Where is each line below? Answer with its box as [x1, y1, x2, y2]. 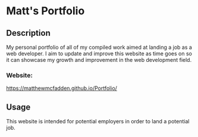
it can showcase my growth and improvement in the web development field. [6, 57, 192, 63]
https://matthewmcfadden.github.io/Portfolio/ [6, 85, 118, 92]
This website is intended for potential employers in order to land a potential [6, 118, 190, 125]
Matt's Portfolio [6, 4, 85, 18]
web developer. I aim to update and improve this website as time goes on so [6, 50, 192, 57]
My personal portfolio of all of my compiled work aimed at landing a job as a [6, 43, 192, 51]
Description [6, 28, 51, 38]
